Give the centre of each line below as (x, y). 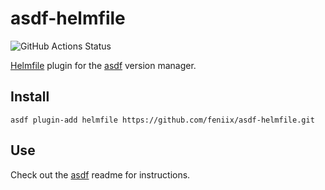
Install (30, 97)
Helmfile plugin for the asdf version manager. (103, 65)
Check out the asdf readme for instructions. (100, 174)
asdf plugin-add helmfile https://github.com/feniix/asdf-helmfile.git (162, 120)
